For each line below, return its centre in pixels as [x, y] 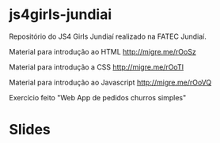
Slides [30, 130]
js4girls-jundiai [61, 15]
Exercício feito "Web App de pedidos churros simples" [98, 97]
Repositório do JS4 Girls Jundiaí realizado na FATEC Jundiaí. [108, 36]
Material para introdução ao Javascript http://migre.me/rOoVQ [110, 82]
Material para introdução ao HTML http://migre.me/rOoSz [102, 51]
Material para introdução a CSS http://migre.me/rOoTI [97, 67]
